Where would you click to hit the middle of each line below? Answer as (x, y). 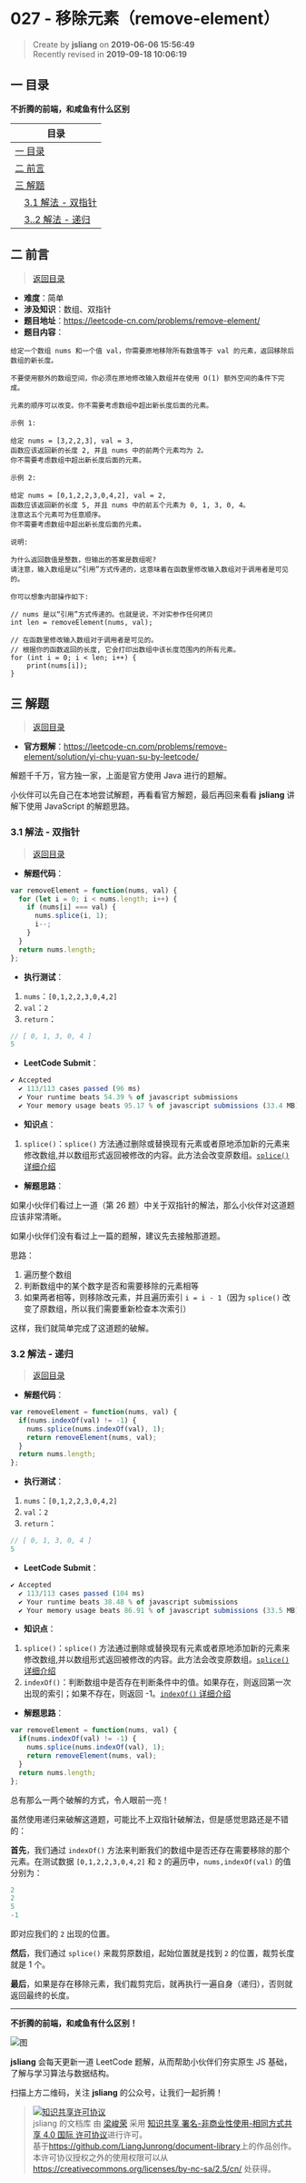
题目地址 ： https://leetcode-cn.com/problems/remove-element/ (142, 321)
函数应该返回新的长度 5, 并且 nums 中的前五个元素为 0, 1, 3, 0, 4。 (130, 505)
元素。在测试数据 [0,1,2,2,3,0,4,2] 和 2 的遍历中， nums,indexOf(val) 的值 (151, 1861)
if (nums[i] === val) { (72, 907)
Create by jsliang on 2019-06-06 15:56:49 (114, 44)
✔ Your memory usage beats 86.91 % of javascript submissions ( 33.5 (151, 1610)
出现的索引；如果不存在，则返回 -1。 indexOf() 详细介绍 (127, 1694)
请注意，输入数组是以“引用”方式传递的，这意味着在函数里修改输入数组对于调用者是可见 (149, 569)
